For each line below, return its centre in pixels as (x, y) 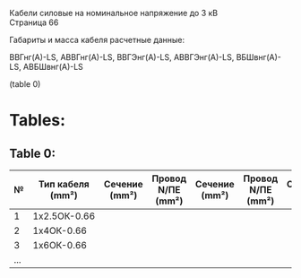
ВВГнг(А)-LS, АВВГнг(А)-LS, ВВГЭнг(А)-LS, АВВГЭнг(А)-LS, (122, 57)
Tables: (37, 121)
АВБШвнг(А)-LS (53, 67)
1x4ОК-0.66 (60, 230)
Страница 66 (34, 22)
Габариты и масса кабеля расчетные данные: (97, 40)
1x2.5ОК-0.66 (64, 216)
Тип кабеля (64, 184)
